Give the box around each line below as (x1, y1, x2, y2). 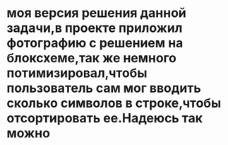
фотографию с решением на (6, 35, 184, 51)
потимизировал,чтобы (6, 65, 148, 81)
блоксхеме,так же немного (6, 50, 177, 66)
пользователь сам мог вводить (6, 80, 202, 96)
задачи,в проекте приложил (6, 20, 183, 36)
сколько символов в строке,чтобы (6, 95, 222, 111)
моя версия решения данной (6, 5, 186, 21)
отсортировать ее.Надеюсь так (6, 110, 203, 127)
